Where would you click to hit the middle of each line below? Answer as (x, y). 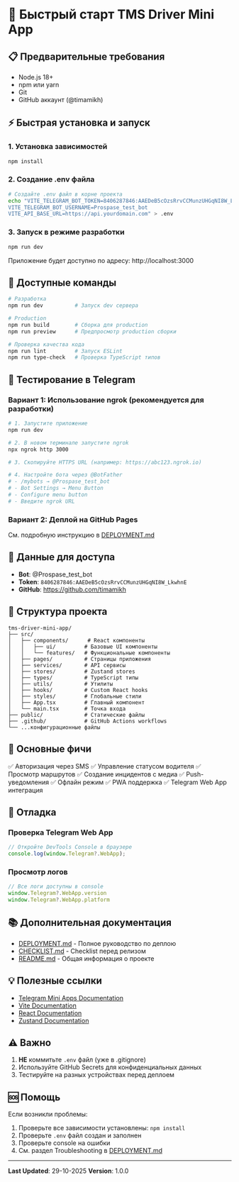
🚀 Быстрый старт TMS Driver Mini (111, 15)
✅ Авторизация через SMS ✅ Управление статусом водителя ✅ (105, 766)
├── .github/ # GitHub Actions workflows (88, 721)
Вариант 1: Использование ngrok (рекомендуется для (106, 400)
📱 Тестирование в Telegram (72, 380)
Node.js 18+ (36, 77)
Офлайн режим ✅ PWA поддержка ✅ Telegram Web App (142, 782)
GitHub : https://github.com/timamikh (72, 589)
